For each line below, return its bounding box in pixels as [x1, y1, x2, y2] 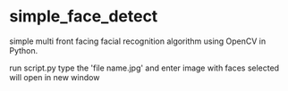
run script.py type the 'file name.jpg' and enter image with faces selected [9, 62, 280, 73]
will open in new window [9, 71, 100, 82]
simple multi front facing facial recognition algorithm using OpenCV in [9, 36, 267, 46]
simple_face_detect [9, 6, 158, 27]
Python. [9, 45, 38, 55]
